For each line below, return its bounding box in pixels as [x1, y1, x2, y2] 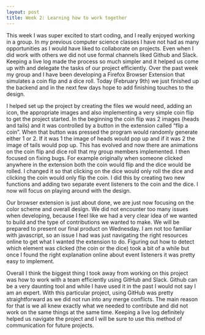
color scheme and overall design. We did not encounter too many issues [6, 205, 188, 212]
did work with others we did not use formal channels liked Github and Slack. [6, 51, 198, 58]
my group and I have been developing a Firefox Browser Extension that [6, 71, 185, 78]
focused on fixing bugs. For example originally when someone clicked [6, 154, 183, 161]
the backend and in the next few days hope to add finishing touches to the [6, 83, 194, 91]
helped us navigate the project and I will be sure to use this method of [6, 315, 182, 322]
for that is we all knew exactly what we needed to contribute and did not [6, 302, 188, 309]
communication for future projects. [6, 322, 94, 329]
